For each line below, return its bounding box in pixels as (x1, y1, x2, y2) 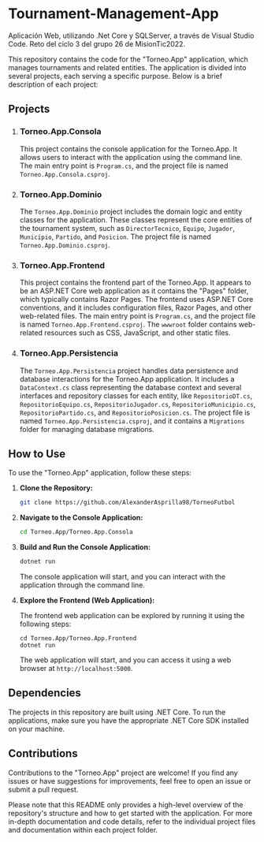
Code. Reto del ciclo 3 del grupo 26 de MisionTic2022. (8, 39, 186, 48)
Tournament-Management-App (8, 5, 219, 23)
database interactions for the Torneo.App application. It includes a (19, 374, 235, 383)
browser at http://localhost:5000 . (19, 663, 133, 672)
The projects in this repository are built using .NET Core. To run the (8, 707, 226, 717)
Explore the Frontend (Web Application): (19, 595, 155, 605)
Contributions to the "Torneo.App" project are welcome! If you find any (8, 768, 238, 777)
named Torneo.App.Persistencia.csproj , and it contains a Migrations (19, 415, 245, 426)
